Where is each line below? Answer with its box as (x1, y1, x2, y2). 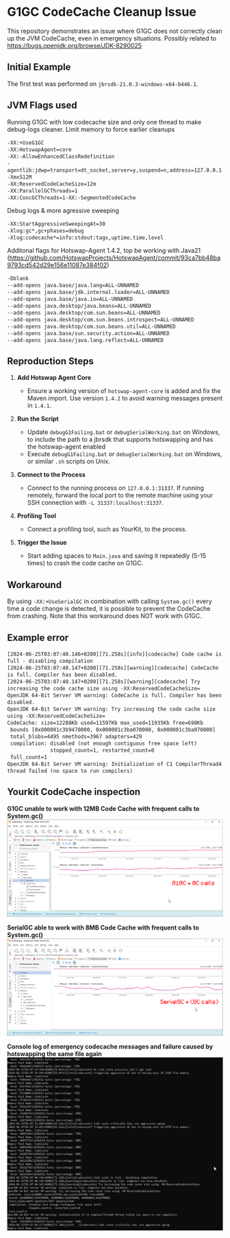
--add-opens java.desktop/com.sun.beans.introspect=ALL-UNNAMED (7, 316, 194, 323)
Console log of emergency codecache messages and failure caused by (7, 1042, 214, 1050)
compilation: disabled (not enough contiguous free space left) (10, 740, 197, 747)
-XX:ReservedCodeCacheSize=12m (7, 180, 97, 188)
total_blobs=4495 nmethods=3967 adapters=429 (10, 733, 142, 740)
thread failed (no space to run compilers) (7, 767, 133, 774)
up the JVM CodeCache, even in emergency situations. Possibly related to (7, 34, 217, 42)
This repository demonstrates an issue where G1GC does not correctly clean (7, 27, 222, 35)
